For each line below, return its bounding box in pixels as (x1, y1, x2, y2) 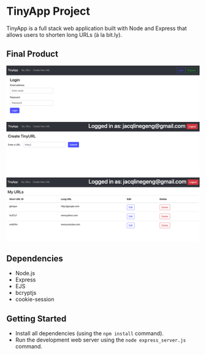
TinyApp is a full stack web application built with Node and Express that (6, 25, 187, 32)
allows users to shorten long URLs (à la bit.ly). (6, 31, 123, 38)
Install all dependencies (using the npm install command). (15, 330, 164, 337)
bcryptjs (15, 289, 37, 297)
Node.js (15, 270, 36, 277)
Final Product (6, 49, 58, 59)
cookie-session (15, 296, 55, 303)
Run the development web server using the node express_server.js (15, 336, 186, 344)
